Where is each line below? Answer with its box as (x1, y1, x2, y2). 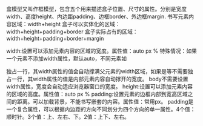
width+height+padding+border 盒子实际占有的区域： (6, 28, 138, 35)
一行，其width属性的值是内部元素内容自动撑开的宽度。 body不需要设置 (11, 75, 188, 82)
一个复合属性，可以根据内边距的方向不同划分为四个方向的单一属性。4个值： (6, 105, 196, 113)
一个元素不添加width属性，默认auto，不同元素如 (6, 55, 127, 62)
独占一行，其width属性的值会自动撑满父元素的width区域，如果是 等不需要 (6, 68, 188, 75)
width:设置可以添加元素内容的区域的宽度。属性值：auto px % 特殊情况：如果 (6, 47, 197, 55)
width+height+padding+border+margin (6, 35, 104, 42)
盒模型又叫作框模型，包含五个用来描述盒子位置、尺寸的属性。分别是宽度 (6, 5, 187, 12)
